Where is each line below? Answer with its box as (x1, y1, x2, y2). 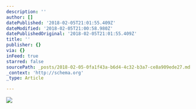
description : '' (6, 8, 46, 15)
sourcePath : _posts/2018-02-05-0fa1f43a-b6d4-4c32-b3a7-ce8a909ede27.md (6, 64, 191, 70)
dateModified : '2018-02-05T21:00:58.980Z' (6, 25, 113, 32)
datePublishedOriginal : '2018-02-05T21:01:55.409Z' (6, 31, 137, 37)
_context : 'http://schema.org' (6, 70, 84, 76)
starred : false (6, 58, 44, 64)
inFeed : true (6, 53, 39, 59)
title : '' (6, 36, 31, 42)
